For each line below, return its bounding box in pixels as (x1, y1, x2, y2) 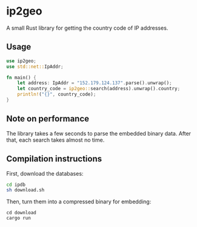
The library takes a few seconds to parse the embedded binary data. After (6, 130, 192, 137)
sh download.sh (6, 187, 45, 193)
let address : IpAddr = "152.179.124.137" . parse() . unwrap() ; (17, 80, 172, 86)
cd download (6, 210, 36, 216)
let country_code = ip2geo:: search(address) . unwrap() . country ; (17, 86, 181, 92)
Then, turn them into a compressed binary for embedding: (6, 198, 152, 205)
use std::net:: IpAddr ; (6, 64, 64, 70)
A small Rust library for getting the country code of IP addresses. (6, 24, 169, 31)
